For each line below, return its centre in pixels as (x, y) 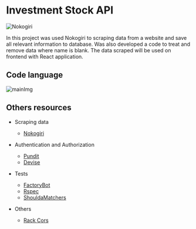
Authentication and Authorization (55, 144)
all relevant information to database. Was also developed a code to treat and (98, 44)
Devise (32, 162)
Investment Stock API (60, 10)
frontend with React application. (45, 56)
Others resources (39, 108)
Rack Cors (36, 220)
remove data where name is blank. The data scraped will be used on (89, 50)
